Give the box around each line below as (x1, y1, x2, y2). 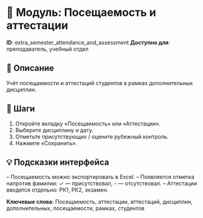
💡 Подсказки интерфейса (6, 157, 109, 167)
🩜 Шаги (6, 103, 35, 114)
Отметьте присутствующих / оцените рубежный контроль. (15, 133, 169, 140)
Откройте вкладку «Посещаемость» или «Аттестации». (15, 119, 161, 127)
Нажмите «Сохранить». (15, 139, 78, 146)
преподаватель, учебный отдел (6, 45, 89, 53)
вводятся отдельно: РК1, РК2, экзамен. (6, 186, 109, 194)
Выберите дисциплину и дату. (15, 126, 94, 133)
